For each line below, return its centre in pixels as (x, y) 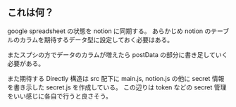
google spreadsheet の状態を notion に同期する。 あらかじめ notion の (109, 31)
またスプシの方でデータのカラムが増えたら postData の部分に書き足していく (118, 54)
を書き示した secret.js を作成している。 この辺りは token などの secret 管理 (117, 87)
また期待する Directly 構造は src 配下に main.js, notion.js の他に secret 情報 (116, 78)
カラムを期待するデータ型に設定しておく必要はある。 (97, 39)
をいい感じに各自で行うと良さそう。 (60, 96)
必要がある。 (26, 63)
